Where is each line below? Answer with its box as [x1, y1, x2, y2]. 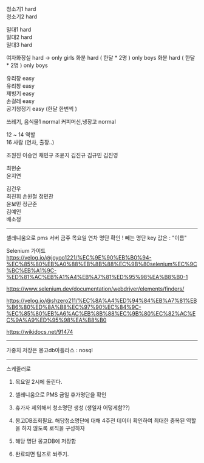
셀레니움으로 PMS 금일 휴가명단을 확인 [15, 391, 107, 398]
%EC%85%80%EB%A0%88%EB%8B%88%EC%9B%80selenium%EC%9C [6, 261, 197, 267]
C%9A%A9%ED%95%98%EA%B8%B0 [6, 316, 107, 323]
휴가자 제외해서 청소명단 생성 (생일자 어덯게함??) [15, 404, 131, 411]
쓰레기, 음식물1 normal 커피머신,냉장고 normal [6, 118, 117, 125]
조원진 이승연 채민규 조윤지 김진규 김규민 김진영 [6, 152, 118, 158]
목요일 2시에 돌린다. [15, 378, 63, 385]
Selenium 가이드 [6, 247, 46, 254]
